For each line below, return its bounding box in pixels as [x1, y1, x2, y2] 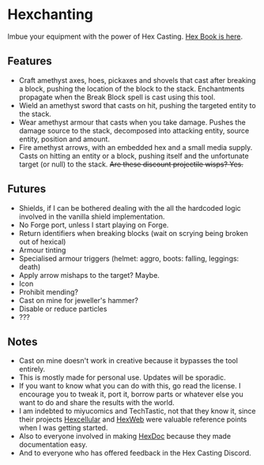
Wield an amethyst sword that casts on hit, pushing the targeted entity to [18, 100, 256, 110]
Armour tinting [18, 245, 66, 254]
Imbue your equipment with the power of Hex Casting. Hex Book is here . [7, 32, 243, 41]
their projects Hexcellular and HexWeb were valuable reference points [18, 414, 247, 424]
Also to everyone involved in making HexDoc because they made [18, 432, 231, 441]
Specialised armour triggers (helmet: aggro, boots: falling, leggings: [18, 253, 239, 263]
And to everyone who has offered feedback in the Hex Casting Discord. [18, 448, 252, 458]
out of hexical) [18, 237, 66, 246]
